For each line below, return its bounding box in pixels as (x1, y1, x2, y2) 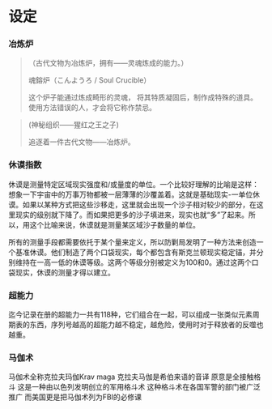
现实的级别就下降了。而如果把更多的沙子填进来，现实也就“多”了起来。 (15, 210, 249, 219)
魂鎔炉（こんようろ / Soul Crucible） (28, 75, 151, 85)
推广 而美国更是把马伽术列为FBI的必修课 (8, 392, 142, 402)
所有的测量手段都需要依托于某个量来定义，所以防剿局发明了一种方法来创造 (8, 236, 257, 247)
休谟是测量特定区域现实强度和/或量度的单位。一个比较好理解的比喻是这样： (8, 179, 260, 189)
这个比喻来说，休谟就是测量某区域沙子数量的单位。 (29, 219, 200, 229)
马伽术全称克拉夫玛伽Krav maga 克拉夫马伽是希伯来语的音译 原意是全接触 (8, 372, 254, 381)
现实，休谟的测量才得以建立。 (15, 267, 115, 277)
